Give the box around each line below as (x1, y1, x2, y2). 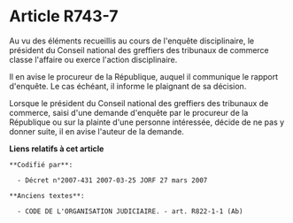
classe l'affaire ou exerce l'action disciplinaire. (9, 54, 178, 65)
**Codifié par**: (9, 160, 73, 169)
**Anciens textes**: (9, 191, 86, 200)
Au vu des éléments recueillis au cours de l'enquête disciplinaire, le (9, 35, 255, 46)
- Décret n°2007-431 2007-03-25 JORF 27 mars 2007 (17, 175, 208, 185)
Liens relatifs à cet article (9, 143, 104, 154)
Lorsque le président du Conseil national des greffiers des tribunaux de (9, 97, 269, 108)
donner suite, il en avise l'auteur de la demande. (9, 126, 184, 136)
